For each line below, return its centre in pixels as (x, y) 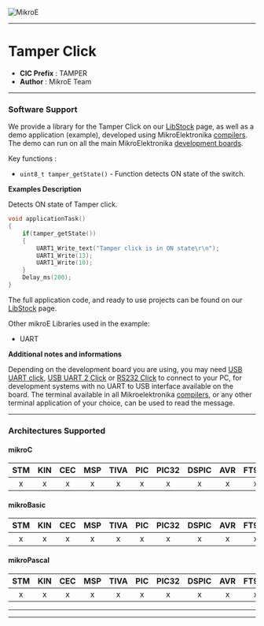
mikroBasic (27, 505)
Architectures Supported (57, 430)
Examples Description (45, 189)
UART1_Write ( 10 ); (64, 263)
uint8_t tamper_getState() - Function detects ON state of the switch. (132, 174)
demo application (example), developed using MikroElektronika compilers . (128, 135)
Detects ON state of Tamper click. (63, 204)
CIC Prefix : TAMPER (53, 73)
